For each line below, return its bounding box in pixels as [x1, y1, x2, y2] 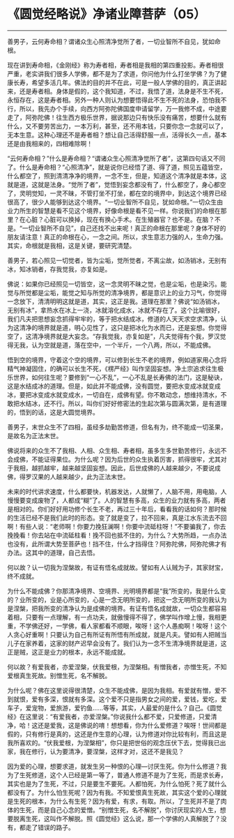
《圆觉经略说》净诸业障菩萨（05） [7, 6, 207, 22]
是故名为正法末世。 [7, 431, 63, 440]
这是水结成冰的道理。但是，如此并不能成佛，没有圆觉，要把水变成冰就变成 [7, 382, 221, 390]
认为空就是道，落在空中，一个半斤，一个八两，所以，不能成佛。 [31, 341, 214, 349]
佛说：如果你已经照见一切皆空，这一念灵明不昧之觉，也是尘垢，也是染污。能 [7, 280, 227, 288]
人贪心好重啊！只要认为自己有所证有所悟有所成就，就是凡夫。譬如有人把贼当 [7, 630, 227, 638]
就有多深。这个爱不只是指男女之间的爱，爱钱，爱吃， [68, 695, 221, 703]
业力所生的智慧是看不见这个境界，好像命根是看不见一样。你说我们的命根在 [7, 207, 221, 215]
